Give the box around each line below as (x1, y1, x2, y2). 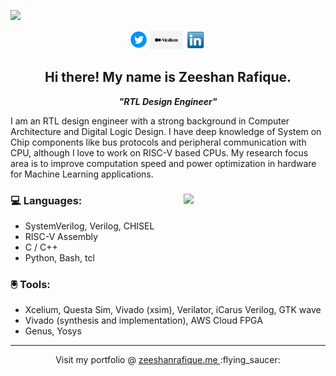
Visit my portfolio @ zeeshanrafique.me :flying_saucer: (55, 354, 281, 366)
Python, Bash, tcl (24, 252, 95, 264)
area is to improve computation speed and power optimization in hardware (10, 157, 317, 169)
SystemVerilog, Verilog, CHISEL (24, 220, 155, 232)
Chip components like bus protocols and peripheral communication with (10, 136, 307, 148)
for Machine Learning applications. (10, 168, 154, 180)
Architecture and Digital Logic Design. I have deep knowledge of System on (10, 125, 322, 137)
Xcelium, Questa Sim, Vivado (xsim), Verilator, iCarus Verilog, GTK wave (24, 304, 322, 316)
